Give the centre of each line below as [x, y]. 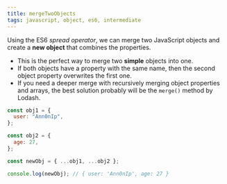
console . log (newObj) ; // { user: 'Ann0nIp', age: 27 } [88, 174]
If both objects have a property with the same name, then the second [116, 68]
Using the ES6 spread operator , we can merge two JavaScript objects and [113, 40]
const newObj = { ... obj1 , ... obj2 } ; [63, 161]
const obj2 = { [29, 136]
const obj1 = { [29, 110]
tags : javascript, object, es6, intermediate [74, 20]
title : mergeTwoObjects [42, 14]
